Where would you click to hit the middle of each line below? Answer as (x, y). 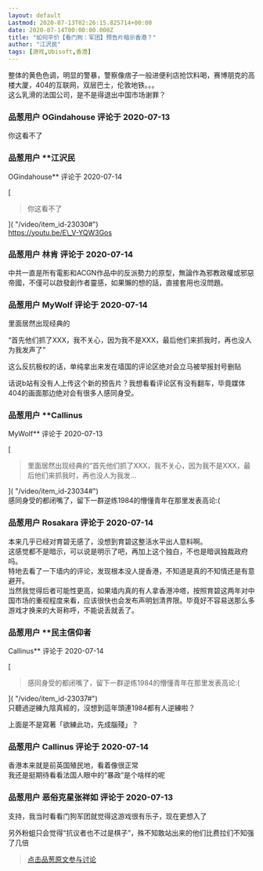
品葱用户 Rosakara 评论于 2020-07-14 (81, 523)
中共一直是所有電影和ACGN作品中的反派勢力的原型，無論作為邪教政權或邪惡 (131, 272)
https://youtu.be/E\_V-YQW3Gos (60, 232)
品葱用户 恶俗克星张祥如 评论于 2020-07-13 (91, 797)
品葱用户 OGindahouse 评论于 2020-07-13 (89, 117)
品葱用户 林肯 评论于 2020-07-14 (71, 254)
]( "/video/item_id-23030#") (54, 224)
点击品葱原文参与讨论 (61, 859)
